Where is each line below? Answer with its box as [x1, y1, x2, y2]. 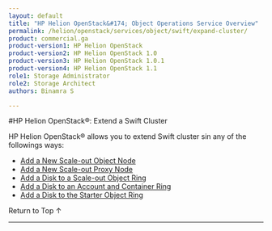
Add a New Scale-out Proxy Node [19, 165, 134, 174]
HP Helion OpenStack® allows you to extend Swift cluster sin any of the [8, 132, 247, 141]
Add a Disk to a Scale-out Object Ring [19, 173, 147, 183]
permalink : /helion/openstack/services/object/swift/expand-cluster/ [8, 27, 249, 35]
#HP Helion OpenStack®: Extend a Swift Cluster [8, 116, 168, 126]
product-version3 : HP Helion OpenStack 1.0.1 [8, 57, 164, 65]
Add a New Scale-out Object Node [19, 156, 136, 166]
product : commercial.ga [8, 34, 89, 43]
